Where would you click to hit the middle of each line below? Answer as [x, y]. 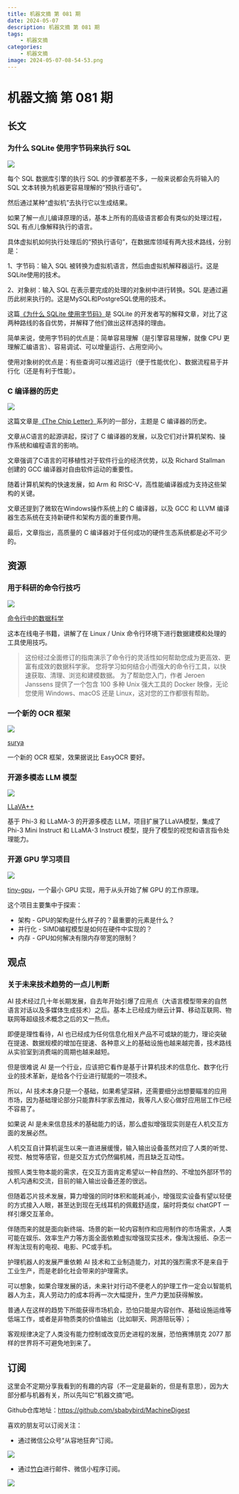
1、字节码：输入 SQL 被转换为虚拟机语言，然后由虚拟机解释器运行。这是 [113, 266]
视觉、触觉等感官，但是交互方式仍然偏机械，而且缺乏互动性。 [98, 1157]
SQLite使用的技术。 [36, 274]
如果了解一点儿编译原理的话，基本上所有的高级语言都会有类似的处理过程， [116, 217]
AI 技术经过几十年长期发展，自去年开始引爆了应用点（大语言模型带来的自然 [117, 1001]
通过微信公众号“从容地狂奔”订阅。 [67, 1440]
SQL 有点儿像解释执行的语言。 [52, 226]
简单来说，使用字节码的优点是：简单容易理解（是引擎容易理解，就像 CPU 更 [118, 338]
